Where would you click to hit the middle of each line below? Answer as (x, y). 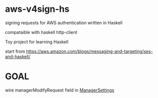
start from (15, 51)
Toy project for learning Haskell (37, 42)
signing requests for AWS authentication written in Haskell (64, 23)
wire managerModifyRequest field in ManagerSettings (60, 90)
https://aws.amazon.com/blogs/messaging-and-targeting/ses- (90, 51)
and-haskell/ (18, 56)
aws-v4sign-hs (37, 9)
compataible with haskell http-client (41, 32)
